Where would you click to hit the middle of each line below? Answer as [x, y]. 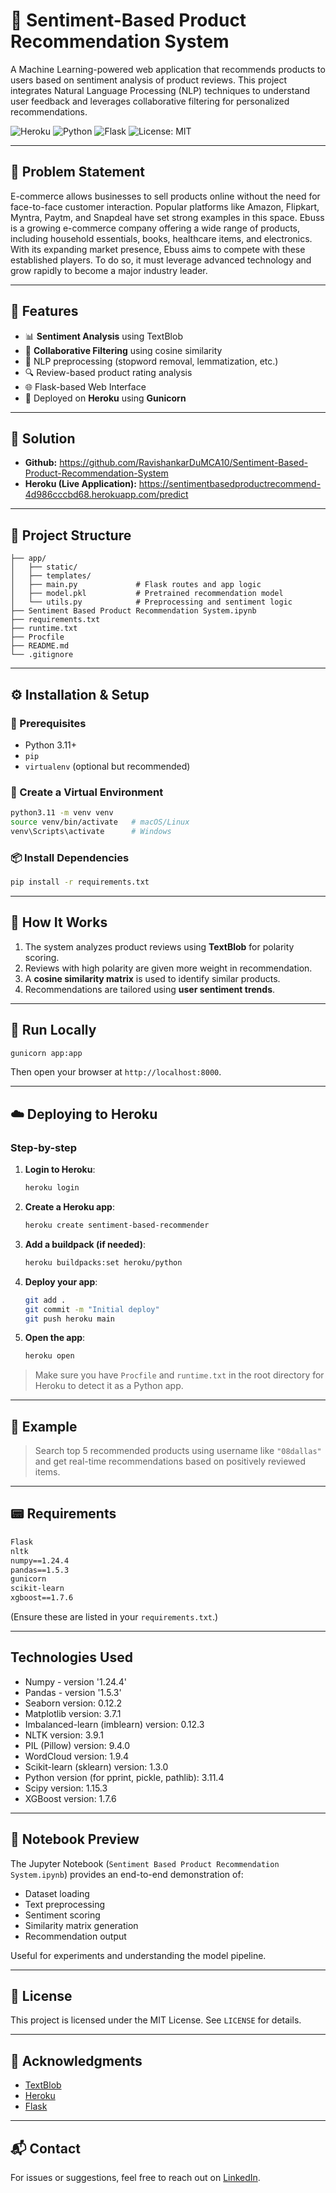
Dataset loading [57, 1893]
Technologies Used [71, 1657]
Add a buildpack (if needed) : [85, 1244]
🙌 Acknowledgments [76, 2060]
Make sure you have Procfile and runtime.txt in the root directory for [179, 1375]
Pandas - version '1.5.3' [73, 1692]
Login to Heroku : [60, 1170]
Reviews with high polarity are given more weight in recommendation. [168, 968]
